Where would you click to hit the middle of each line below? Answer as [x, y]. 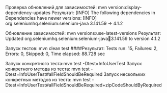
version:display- [125, 7]
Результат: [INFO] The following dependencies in [103, 13]
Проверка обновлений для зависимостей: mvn [56, 7]
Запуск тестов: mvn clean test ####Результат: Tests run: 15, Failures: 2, [81, 48]
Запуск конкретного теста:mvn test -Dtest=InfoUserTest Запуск [74, 63]
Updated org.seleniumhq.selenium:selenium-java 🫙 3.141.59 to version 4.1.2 [83, 38]
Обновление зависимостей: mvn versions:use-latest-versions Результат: [83, 33]
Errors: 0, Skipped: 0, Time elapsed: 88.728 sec [55, 54]
